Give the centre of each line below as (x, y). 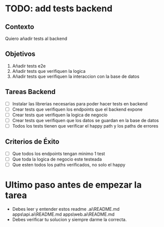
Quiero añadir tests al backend (36, 38)
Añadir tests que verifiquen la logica (49, 71)
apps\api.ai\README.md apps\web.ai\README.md (63, 214)
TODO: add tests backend (59, 9)
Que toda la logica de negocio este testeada (57, 159)
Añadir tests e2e (29, 66)
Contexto (20, 27)
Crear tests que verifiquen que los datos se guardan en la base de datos (85, 120)
